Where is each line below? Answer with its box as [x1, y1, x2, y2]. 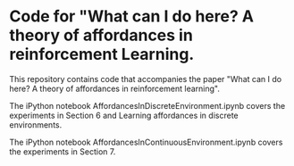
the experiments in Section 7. [9, 145, 116, 157]
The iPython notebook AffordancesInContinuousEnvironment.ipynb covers [9, 137, 283, 147]
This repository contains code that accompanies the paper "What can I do [9, 73, 282, 84]
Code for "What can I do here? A [9, 6, 255, 27]
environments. [9, 119, 63, 130]
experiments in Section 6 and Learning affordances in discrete [9, 110, 239, 120]
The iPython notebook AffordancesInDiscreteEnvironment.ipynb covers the [9, 100, 286, 111]
